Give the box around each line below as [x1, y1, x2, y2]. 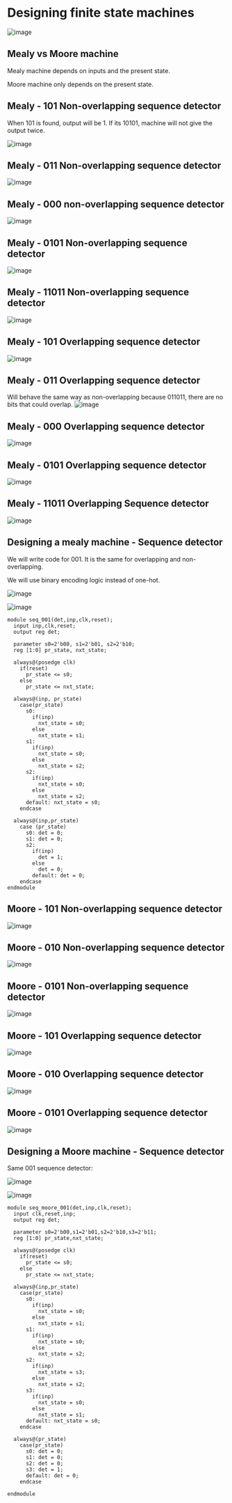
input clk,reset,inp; [13, 1211, 76, 1218]
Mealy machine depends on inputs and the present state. [7, 66, 171, 74]
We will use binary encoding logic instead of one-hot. [7, 575, 160, 584]
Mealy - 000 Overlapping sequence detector [7, 420, 205, 432]
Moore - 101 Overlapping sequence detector [7, 1030, 202, 1042]
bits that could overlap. [7, 400, 73, 408]
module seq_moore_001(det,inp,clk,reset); [7, 1204, 132, 1211]
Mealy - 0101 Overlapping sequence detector [7, 459, 207, 471]
